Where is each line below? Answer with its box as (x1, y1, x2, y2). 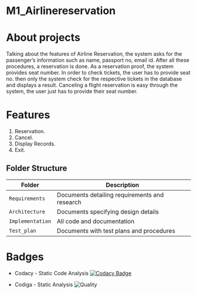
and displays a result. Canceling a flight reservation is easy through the (6, 82, 178, 89)
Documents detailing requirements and (56, 191, 164, 199)
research (56, 198, 81, 206)
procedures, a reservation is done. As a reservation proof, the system (6, 63, 174, 70)
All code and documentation (56, 217, 135, 225)
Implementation (9, 218, 52, 224)
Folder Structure (6, 163, 67, 174)
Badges (6, 251, 44, 263)
